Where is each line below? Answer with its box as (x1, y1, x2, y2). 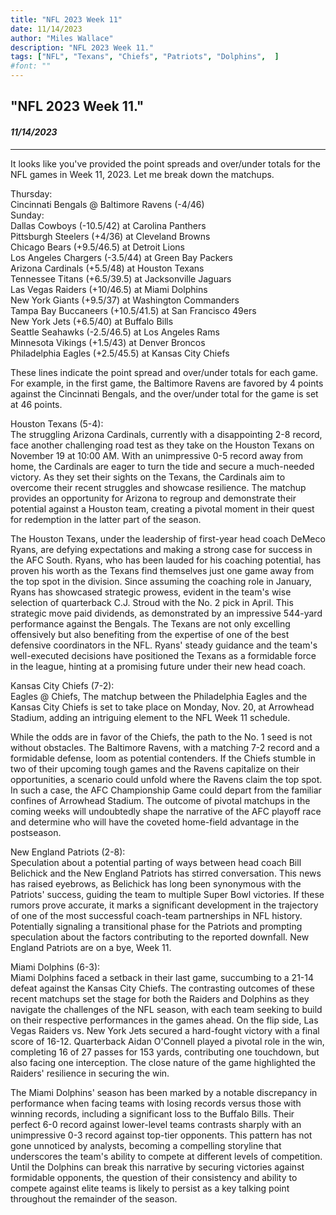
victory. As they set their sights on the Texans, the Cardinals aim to (10, 471, 286, 483)
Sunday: (10, 209, 45, 221)
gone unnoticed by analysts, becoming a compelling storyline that (10, 1139, 282, 1151)
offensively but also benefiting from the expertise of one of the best (10, 628, 290, 640)
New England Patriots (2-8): (10, 846, 126, 858)
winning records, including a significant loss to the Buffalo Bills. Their (10, 1107, 295, 1120)
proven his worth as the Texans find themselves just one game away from (10, 564, 315, 576)
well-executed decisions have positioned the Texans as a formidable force (10, 649, 317, 661)
